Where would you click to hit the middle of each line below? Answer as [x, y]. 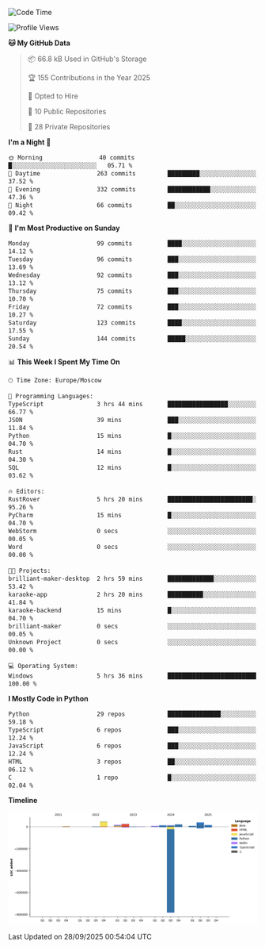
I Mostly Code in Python [48, 699]
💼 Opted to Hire [53, 96]
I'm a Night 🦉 [30, 142]
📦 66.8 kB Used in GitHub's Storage [87, 59]
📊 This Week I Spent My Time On [64, 362]
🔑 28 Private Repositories [69, 127]
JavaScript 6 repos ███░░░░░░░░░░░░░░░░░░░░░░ [132, 746]
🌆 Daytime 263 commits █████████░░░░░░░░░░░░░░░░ [132, 174]
